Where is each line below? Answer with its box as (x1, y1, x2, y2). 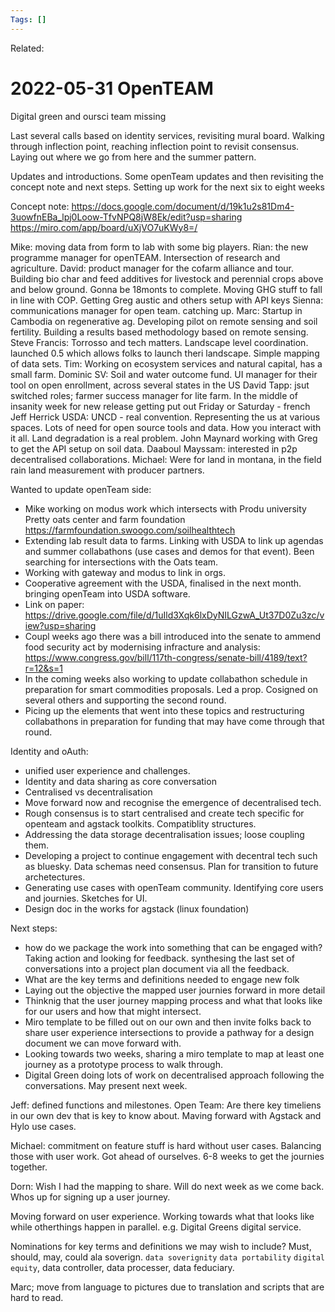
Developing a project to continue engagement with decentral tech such (24, 849, 318, 861)
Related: (10, 42, 45, 54)
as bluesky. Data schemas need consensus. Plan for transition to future (24, 860, 319, 872)
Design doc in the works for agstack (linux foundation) (24, 902, 250, 915)
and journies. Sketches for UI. (24, 892, 148, 904)
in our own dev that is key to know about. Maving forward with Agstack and (10, 1109, 322, 1121)
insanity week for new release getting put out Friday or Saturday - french (10, 400, 311, 412)
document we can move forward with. (24, 1037, 182, 1049)
